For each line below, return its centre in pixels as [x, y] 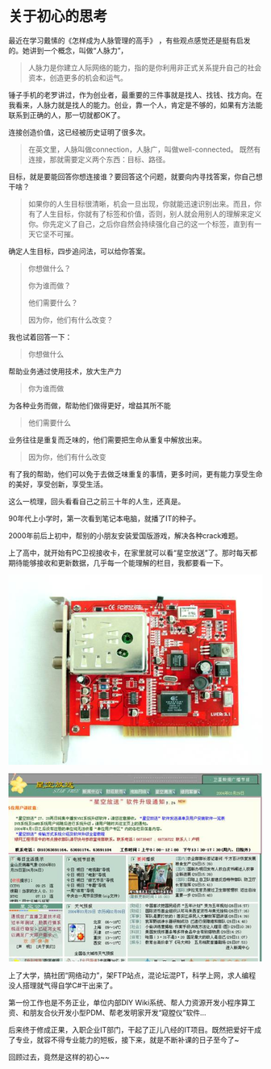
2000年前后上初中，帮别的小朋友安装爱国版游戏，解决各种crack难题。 [125, 535]
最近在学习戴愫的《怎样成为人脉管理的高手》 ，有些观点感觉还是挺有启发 [129, 40]
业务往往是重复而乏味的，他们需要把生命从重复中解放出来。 [107, 440]
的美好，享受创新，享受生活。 [58, 484]
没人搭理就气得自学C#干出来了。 [63, 986]
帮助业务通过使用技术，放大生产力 [65, 371]
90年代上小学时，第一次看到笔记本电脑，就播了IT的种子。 [104, 518]
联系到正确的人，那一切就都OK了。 [67, 115]
